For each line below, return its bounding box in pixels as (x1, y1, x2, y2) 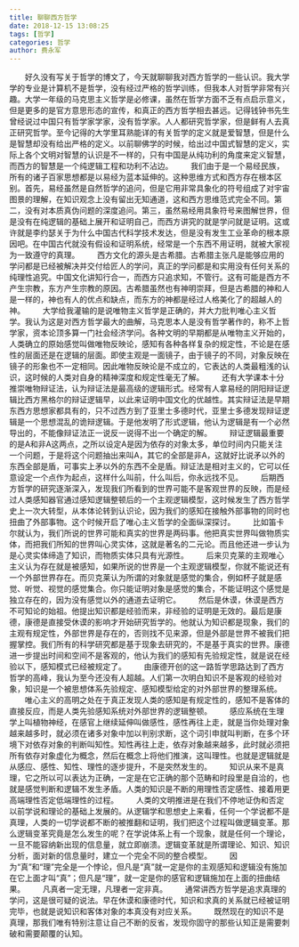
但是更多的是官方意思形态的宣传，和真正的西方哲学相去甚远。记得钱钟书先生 (9, 105, 290, 116)
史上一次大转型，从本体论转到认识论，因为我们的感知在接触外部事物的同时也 (9, 506, 290, 516)
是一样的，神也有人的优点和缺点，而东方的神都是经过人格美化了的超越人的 (9, 295, 282, 305)
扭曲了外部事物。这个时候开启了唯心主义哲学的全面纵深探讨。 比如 (9, 517, 269, 528)
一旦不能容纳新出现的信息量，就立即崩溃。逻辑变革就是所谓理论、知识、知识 (9, 839, 290, 850)
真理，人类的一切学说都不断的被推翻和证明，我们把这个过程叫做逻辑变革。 (9, 817, 282, 828)
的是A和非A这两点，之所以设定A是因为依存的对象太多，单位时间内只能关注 (9, 439, 283, 449)
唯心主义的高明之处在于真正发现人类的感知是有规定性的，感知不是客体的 (25, 695, 290, 706)
